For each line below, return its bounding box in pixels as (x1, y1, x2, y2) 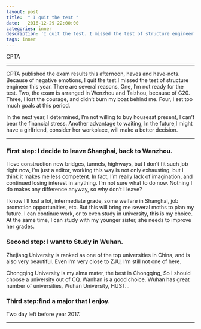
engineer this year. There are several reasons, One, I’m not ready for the (6, 83, 184, 90)
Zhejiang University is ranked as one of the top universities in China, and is (6, 251, 190, 258)
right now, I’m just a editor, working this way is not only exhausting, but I (6, 167, 184, 174)
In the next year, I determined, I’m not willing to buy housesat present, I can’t (6, 114, 195, 120)
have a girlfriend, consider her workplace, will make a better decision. (6, 126, 178, 133)
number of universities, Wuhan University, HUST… (6, 282, 130, 289)
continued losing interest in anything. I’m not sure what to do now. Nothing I (6, 179, 193, 187)
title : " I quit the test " (6, 14, 79, 20)
